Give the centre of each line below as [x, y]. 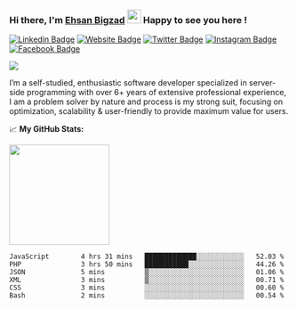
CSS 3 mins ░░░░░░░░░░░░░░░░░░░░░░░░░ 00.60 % [147, 288]
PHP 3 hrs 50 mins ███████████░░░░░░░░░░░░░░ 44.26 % [147, 264]
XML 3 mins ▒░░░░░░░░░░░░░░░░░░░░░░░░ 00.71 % [147, 281]
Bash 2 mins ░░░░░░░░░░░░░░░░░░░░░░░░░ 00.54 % [147, 296]
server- [262, 83]
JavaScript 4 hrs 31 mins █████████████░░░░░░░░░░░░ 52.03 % [147, 257]
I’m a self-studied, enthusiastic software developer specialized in [128, 83]
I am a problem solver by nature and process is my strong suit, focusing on [146, 102]
